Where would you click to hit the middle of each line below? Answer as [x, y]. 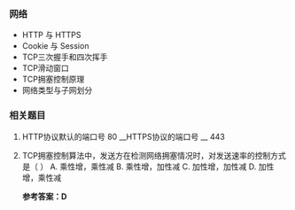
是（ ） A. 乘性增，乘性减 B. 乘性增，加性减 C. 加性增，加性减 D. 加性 [148, 167]
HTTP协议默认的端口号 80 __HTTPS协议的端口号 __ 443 [124, 136]
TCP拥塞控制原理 [53, 79]
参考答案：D [44, 196]
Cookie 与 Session [55, 46]
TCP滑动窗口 [45, 68]
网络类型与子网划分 [57, 90]
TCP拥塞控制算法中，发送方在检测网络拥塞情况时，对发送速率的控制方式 [154, 155]
